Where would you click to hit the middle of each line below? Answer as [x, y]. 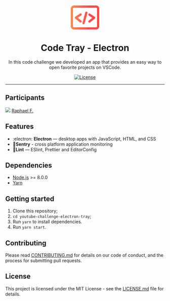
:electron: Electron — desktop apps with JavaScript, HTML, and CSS [84, 139]
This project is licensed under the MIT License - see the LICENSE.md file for [84, 288]
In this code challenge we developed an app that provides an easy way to [85, 62]
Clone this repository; [35, 211]
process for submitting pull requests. [44, 261]
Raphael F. [23, 110]
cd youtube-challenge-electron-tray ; [52, 217]
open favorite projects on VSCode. [85, 67]
